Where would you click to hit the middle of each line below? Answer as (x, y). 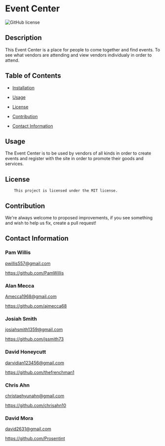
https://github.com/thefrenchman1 (40, 372)
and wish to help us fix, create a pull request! (51, 223)
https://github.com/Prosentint (35, 439)
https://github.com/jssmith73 (34, 339)
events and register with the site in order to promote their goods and (74, 159)
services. (14, 164)
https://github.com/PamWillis (34, 273)
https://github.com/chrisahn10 (36, 405)
